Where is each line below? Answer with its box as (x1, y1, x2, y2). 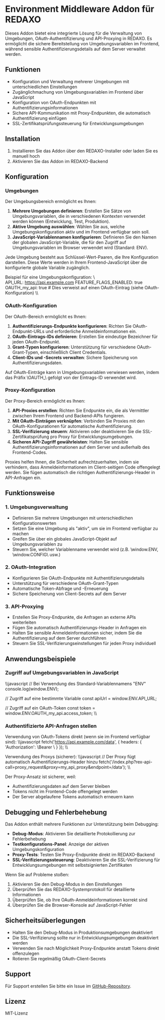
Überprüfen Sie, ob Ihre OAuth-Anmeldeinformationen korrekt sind (12, 897, 148, 903)
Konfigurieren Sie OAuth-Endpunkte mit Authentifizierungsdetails (12, 575, 145, 581)
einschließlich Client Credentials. (40, 349, 107, 355)
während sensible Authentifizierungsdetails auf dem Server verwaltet (5, 46, 146, 52)
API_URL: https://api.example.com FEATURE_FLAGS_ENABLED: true (5, 279, 143, 285)
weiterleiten (12, 619, 36, 625)
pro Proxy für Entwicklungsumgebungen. (50, 434, 134, 440)
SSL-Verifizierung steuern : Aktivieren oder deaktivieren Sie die (12, 428, 142, 434)
